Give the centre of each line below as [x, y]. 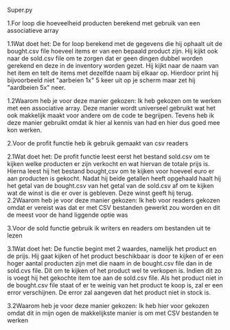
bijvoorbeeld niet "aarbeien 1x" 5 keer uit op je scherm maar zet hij [101, 80]
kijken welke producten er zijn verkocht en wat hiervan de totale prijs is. [108, 164]
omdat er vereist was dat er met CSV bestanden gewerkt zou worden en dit [114, 208]
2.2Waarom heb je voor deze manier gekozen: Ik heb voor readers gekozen [114, 200]
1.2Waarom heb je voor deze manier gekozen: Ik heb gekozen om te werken [114, 101]
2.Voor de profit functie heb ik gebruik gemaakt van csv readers [98, 143]
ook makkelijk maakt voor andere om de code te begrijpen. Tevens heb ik [111, 115]
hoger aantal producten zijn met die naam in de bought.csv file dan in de [110, 263]
